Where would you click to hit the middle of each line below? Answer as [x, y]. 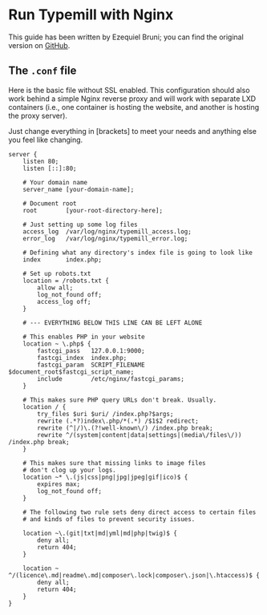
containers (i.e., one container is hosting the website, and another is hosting [134, 107]
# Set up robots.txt [57, 273]
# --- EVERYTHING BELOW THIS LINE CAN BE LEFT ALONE [113, 322]
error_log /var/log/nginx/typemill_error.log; [105, 238]
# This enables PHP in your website [84, 337]
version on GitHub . [39, 45]
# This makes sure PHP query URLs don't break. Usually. [120, 400]
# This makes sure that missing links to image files [114, 463]
